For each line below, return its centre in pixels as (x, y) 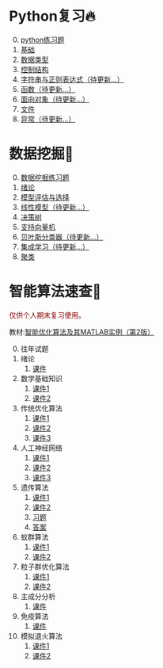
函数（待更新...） (48, 89)
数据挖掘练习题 (45, 177)
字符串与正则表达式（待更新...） (72, 79)
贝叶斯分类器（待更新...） (62, 237)
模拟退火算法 (41, 636)
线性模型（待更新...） (55, 207)
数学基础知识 (41, 378)
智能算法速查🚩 (55, 292)
